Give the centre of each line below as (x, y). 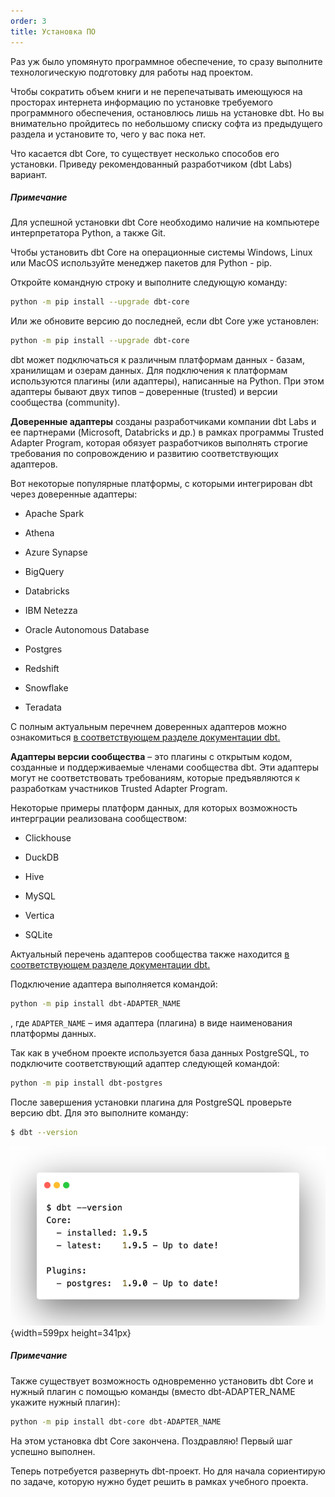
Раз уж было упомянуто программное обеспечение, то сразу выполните (166, 61)
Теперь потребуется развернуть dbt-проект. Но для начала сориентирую (168, 1471)
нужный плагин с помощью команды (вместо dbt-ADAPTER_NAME (153, 1391)
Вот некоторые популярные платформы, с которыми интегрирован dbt (161, 484)
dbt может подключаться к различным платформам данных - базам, (157, 360)
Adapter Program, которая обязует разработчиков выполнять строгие (159, 443)
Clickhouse (48, 838)
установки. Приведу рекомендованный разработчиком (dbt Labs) (151, 164)
